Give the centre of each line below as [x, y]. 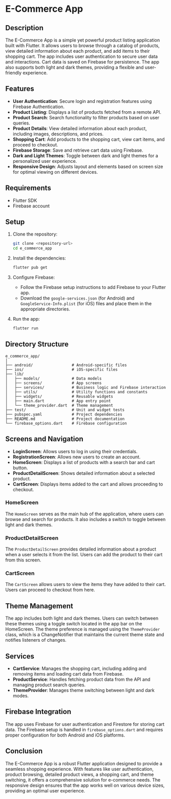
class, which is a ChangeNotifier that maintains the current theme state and [85, 635]
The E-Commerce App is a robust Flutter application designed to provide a [84, 763]
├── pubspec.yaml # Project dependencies [64, 414]
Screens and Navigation [44, 439]
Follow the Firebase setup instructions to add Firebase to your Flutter [93, 287]
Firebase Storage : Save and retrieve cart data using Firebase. [78, 150]
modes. [21, 696]
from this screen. [23, 560]
